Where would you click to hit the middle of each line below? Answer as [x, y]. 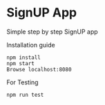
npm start [21, 63]
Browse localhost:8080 [39, 69]
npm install [23, 57]
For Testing [22, 82]
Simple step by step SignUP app [52, 32]
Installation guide [31, 45]
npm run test [25, 95]
